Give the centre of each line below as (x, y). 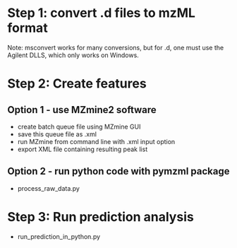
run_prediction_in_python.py (59, 236)
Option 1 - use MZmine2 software (82, 110)
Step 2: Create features (77, 84)
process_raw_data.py (48, 188)
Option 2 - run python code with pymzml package (119, 171)
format (28, 28)
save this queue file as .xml (57, 134)
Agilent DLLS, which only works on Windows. (73, 55)
